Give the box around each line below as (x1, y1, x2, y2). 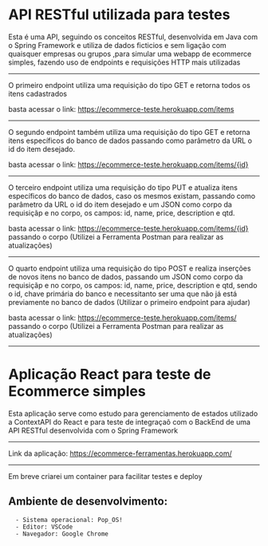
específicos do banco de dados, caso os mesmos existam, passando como (8, 191, 256, 200)
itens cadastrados (8, 89, 68, 98)
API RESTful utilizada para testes (8, 6, 231, 24)
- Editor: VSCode (15, 523, 73, 531)
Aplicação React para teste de (8, 366, 211, 384)
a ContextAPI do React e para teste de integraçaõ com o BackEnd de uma (8, 417, 251, 426)
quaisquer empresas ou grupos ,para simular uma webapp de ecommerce (8, 49, 252, 58)
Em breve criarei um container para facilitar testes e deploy (8, 471, 203, 481)
